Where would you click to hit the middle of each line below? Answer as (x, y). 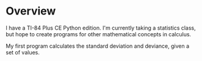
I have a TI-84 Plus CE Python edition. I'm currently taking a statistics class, (101, 28)
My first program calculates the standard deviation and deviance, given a (98, 46)
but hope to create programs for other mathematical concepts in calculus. (99, 34)
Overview (31, 11)
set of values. (23, 52)
